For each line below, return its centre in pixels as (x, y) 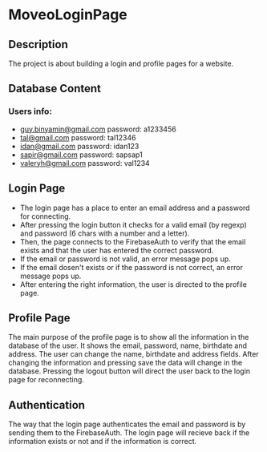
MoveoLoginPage (68, 15)
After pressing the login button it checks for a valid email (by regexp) (133, 224)
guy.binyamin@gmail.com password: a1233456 (98, 129)
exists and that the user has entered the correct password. (117, 250)
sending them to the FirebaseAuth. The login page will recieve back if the (129, 433)
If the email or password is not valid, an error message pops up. (125, 259)
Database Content (55, 89)
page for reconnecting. (46, 380)
